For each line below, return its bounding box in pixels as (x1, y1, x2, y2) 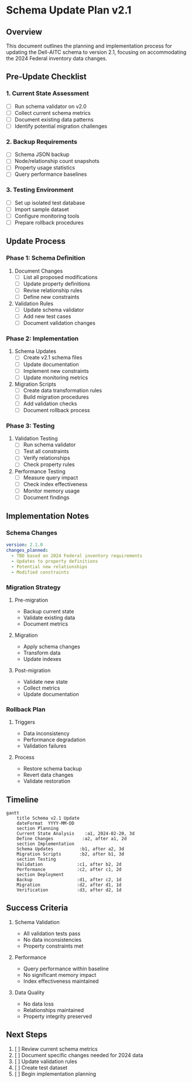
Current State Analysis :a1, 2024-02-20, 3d (16, 831, 135, 837)
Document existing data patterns (14, 116, 94, 123)
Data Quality (14, 989, 45, 996)
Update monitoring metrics (23, 374, 88, 381)
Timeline (6, 795, 39, 804)
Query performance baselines (14, 171, 87, 178)
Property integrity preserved (23, 1013, 92, 1020)
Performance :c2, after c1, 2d (16, 867, 122, 872)
